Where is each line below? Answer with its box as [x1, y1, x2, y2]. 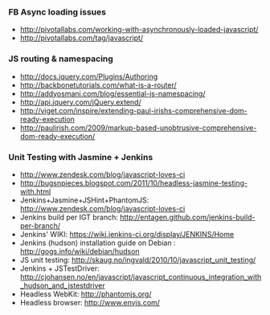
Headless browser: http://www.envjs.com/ [19, 297, 161, 307]
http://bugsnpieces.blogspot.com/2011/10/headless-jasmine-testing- [19, 178, 247, 187]
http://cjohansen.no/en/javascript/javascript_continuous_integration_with [19, 272, 262, 281]
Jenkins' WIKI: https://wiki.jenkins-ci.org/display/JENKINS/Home [19, 229, 235, 239]
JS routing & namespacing [8, 53, 114, 64]
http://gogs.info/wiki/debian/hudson [19, 246, 140, 256]
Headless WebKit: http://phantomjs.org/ [19, 288, 152, 299]
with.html [19, 186, 51, 196]
